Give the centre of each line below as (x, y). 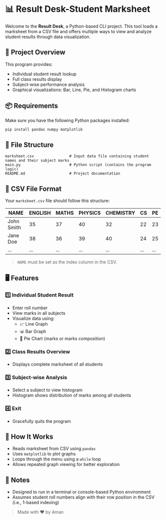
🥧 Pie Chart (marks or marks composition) (62, 338)
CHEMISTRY (120, 213)
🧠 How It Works (29, 437)
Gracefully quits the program (41, 421)
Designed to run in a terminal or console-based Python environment (82, 492)
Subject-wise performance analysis (48, 84)
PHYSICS (90, 213)
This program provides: (29, 64)
